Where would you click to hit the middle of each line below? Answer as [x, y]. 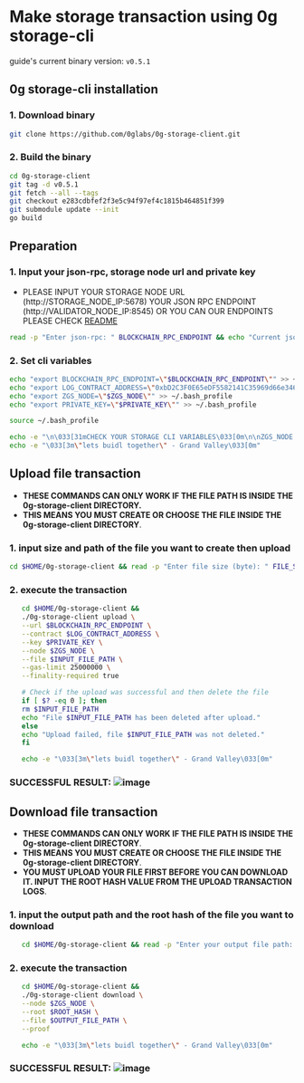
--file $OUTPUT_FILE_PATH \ [74, 1021]
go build [26, 218]
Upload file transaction [76, 474]
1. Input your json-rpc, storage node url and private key [133, 272]
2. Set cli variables [51, 360]
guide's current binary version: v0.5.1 [80, 61]
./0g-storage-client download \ [82, 995]
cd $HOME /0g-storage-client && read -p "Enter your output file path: [157, 945]
